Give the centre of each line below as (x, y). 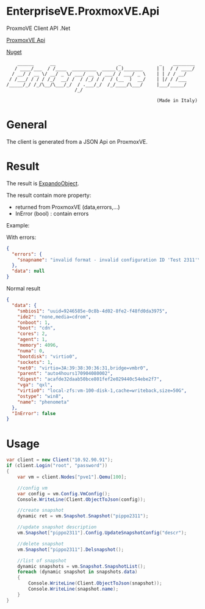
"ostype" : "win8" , (41, 396)
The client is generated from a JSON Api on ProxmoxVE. (77, 141)
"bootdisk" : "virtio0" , (48, 356)
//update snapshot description (57, 527)
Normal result (23, 289)
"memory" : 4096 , (38, 345)
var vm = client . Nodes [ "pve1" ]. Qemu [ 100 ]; (72, 477)
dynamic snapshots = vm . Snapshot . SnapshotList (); (82, 566)
